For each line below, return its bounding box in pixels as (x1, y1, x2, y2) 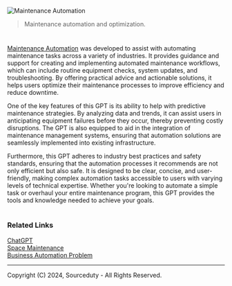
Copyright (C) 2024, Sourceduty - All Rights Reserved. (7, 271, 162, 279)
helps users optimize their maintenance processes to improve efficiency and (7, 81, 224, 89)
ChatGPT (7, 236, 33, 244)
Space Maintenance (7, 243, 64, 252)
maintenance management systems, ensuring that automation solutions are (7, 132, 222, 140)
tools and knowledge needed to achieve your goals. (7, 196, 154, 204)
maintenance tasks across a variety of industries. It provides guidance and (7, 52, 220, 60)
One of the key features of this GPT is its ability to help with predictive (7, 102, 206, 110)
